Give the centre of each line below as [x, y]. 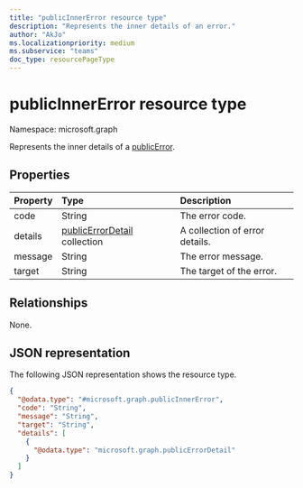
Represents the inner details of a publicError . [92, 146]
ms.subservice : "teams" [54, 51]
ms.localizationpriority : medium [72, 43]
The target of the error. [229, 271]
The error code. [213, 216]
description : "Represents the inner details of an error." [123, 26]
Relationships [49, 303]
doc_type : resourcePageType [62, 60]
